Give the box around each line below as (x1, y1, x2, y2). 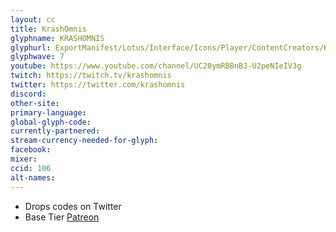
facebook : (10, 145, 52, 155)
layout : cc (10, 14, 56, 25)
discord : (10, 89, 47, 99)
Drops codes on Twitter (24, 200, 122, 212)
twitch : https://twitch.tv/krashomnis (10, 71, 172, 81)
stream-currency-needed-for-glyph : (10, 136, 159, 146)
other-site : (10, 98, 60, 108)
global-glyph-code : (10, 117, 92, 127)
